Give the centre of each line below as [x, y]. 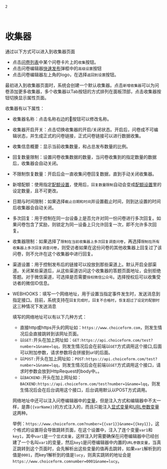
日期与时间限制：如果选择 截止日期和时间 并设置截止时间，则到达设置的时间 [86, 201]
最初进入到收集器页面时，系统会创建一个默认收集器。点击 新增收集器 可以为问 [82, 85]
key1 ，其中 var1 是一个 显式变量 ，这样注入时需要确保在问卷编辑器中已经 [83, 436]
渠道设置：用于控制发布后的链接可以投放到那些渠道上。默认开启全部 [82, 264]
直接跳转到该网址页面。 [57, 334]
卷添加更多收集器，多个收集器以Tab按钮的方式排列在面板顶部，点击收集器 [81, 91]
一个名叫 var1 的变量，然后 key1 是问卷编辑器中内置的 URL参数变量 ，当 [89, 442]
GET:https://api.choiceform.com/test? [113, 340]
